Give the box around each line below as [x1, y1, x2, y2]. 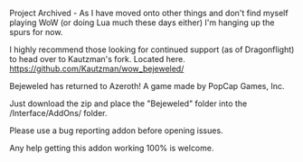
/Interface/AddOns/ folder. [9, 108, 108, 118]
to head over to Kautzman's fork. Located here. [9, 54, 185, 64]
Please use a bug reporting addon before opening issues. [9, 125, 223, 136]
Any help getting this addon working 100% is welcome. [9, 143, 214, 153]
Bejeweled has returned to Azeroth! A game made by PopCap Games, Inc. [9, 81, 285, 91]
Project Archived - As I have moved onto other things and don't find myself [9, 8, 289, 18]
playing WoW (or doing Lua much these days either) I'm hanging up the [9, 17, 275, 28]
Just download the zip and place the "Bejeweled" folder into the [9, 98, 248, 109]
